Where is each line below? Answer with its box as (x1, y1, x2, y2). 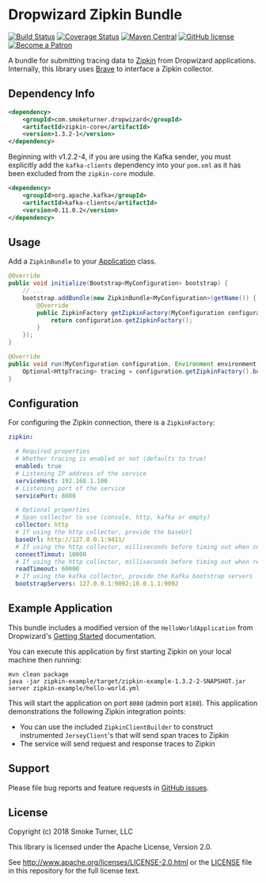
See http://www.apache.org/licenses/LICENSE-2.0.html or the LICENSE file (8, 858, 253, 867)
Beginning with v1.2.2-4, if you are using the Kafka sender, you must (8, 152, 231, 162)
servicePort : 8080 (15, 492, 77, 500)
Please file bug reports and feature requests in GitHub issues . (8, 783, 210, 793)
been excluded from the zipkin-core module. (8, 169, 156, 179)
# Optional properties (15, 506, 90, 514)
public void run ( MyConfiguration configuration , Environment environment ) (8, 359, 260, 368)
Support (8, 762, 50, 775)
